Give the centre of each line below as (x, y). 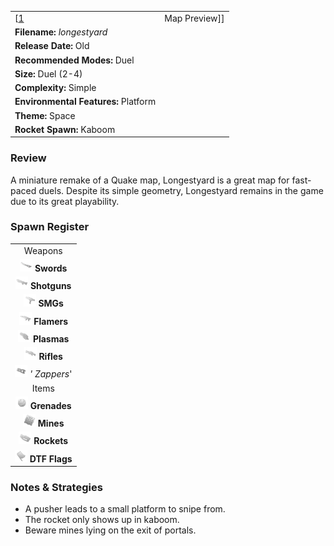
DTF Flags (51, 458)
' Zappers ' (51, 374)
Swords (51, 268)
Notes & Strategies (56, 488)
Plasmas (51, 338)
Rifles (50, 357)
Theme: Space (45, 115)
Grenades (50, 405)
